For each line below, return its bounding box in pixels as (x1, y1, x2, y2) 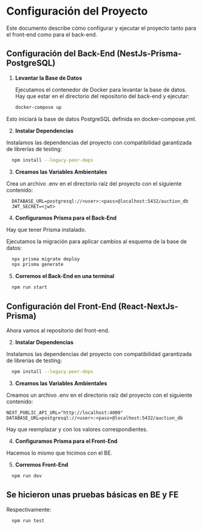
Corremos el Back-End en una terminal (15, 273, 115, 280)
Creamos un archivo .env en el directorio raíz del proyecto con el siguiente (6, 391, 193, 399)
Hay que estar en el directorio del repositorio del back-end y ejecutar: (15, 92, 190, 100)
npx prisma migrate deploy (12, 256, 80, 262)
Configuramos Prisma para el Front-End (15, 437, 118, 445)
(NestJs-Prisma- (116, 49, 182, 59)
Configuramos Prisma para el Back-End (15, 214, 117, 221)
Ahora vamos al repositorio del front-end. (6, 327, 110, 334)
